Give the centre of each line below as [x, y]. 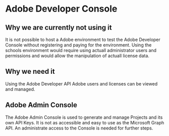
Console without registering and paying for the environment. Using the [78, 45]
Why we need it [30, 72]
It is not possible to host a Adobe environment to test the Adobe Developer [83, 39]
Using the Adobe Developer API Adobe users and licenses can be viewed [81, 83]
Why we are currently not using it [59, 28]
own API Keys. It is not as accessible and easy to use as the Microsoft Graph [85, 122]
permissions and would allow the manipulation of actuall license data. [77, 56]
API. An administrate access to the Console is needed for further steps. [79, 128]
